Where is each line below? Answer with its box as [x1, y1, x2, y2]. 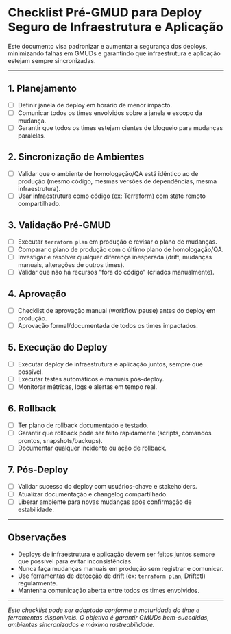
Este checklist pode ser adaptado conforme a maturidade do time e [8, 606, 200, 614]
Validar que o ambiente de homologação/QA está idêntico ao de [17, 169, 199, 177]
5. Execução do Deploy [8, 342, 108, 353]
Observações [8, 532, 67, 544]
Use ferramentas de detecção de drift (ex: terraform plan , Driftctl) [17, 572, 206, 580]
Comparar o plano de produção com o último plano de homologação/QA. [17, 245, 224, 253]
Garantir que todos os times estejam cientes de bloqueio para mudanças [17, 123, 223, 131]
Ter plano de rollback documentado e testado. [17, 421, 149, 429]
